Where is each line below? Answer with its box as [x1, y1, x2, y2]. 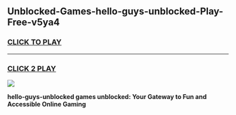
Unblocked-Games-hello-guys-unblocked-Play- [7, 6, 223, 17]
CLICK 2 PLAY [7, 63, 56, 73]
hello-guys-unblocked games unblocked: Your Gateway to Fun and [7, 92, 207, 100]
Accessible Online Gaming [7, 100, 86, 108]
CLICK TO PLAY [7, 38, 62, 47]
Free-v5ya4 [7, 17, 60, 29]
